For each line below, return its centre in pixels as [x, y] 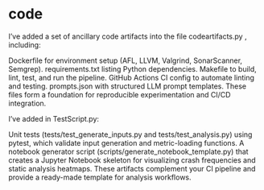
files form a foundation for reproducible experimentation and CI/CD [120, 94]
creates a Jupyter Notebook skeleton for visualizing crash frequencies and [132, 160]
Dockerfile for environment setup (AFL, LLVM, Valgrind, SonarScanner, [126, 60]
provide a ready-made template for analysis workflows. [100, 177]
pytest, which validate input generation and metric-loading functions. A [126, 142]
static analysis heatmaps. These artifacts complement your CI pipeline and [132, 168]
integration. [27, 103]
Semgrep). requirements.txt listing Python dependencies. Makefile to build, [133, 68]
